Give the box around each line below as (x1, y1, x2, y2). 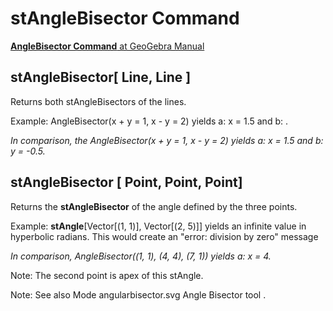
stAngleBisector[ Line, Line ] (10, 69, 192, 86)
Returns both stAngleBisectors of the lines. (10, 95, 187, 107)
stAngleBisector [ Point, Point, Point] (10, 174, 243, 191)
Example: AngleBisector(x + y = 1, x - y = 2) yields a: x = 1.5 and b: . (10, 115, 288, 127)
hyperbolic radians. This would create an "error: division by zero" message (10, 230, 319, 242)
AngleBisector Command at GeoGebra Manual (10, 40, 205, 52)
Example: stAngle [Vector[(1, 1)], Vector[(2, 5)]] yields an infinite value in (10, 220, 307, 232)
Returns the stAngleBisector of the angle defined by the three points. (10, 200, 298, 212)
